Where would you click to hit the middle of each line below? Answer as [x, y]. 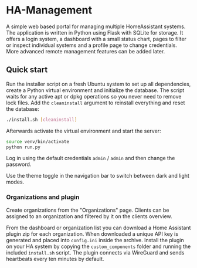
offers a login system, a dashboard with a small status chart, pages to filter [96, 39]
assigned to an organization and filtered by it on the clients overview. [89, 216]
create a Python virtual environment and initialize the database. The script [95, 90]
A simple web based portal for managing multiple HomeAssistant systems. [96, 26]
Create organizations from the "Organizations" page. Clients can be [88, 210]
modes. [15, 182]
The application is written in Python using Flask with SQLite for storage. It [95, 32]
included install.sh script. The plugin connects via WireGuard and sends [95, 252]
